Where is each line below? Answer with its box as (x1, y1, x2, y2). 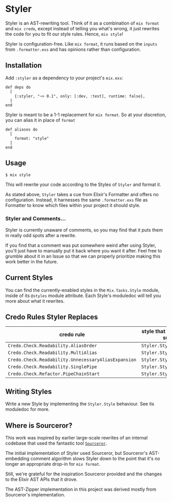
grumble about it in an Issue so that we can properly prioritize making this (5, 253, 161, 259)
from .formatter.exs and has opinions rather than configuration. (5, 46, 141, 52)
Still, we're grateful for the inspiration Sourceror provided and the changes (5, 471, 162, 477)
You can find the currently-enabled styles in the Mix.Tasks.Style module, (5, 287, 160, 293)
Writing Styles (5, 387, 52, 396)
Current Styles (5, 274, 53, 282)
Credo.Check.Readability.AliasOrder (8, 343, 97, 349)
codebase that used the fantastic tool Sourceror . (5, 440, 107, 446)
